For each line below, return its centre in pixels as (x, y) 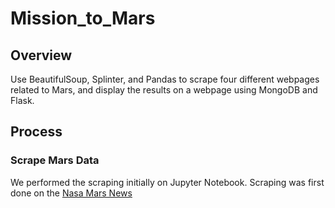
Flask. (22, 100)
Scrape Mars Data (55, 160)
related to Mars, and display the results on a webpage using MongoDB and (164, 90)
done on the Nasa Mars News (71, 193)
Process (36, 132)
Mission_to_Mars (83, 18)
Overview (41, 55)
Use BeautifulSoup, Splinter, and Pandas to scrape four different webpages (165, 79)
